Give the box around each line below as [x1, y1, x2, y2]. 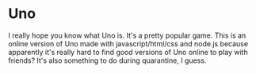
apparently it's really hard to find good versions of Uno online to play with [8, 47, 248, 57]
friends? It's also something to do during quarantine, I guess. [8, 56, 207, 65]
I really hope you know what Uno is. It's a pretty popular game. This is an [8, 31, 246, 40]
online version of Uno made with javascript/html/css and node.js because [8, 38, 248, 48]
